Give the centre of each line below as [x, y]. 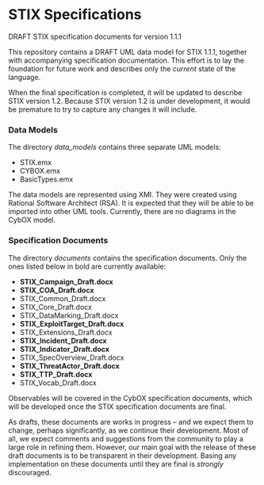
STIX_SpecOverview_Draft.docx [72, 357]
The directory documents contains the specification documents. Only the [128, 258]
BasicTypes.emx [46, 179]
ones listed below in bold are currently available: [87, 266]
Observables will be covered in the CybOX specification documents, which [130, 398]
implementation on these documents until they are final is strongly [116, 464]
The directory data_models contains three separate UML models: [115, 147]
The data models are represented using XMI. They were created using [122, 195]
